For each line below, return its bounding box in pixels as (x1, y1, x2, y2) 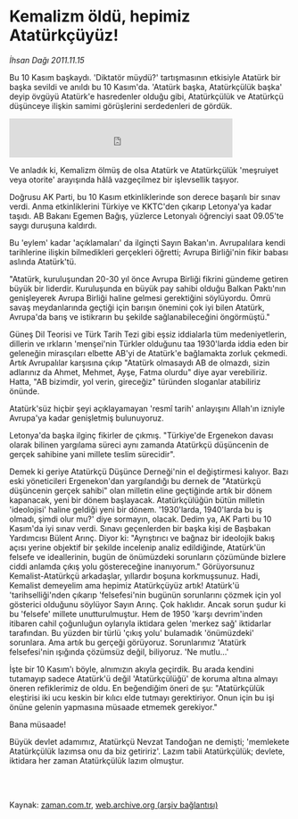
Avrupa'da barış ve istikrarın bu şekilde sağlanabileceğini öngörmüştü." (9, 311, 270, 322)
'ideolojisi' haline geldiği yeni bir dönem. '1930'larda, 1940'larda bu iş (9, 504, 263, 514)
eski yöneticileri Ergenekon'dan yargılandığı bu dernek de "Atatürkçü (9, 475, 261, 486)
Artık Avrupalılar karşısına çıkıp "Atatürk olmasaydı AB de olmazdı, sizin (9, 357, 270, 368)
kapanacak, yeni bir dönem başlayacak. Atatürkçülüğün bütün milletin (9, 494, 265, 506)
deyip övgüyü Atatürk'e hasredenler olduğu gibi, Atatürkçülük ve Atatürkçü (9, 91, 284, 102)
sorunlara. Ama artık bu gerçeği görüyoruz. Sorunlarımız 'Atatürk (9, 637, 247, 648)
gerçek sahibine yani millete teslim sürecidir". (9, 448, 176, 459)
